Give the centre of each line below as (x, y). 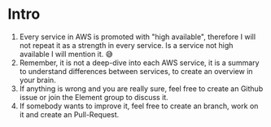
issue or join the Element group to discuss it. (94, 97)
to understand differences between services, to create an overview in (136, 71)
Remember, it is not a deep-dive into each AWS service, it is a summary (139, 63)
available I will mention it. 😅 (66, 54)
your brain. (37, 80)
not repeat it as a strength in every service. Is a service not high (126, 45)
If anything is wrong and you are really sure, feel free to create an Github (141, 88)
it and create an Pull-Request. (69, 114)
